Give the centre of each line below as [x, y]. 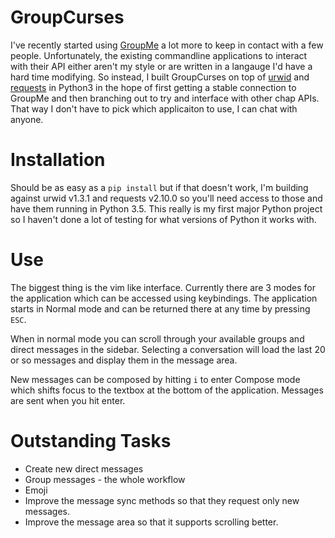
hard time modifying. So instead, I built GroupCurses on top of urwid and [160, 77]
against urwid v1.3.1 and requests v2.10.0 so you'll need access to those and [166, 198]
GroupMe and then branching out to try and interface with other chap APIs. [165, 98]
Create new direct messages [84, 468]
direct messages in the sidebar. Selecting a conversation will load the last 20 [168, 349]
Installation [58, 160]
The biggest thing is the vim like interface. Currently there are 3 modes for [163, 287]
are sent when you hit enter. [68, 400]
